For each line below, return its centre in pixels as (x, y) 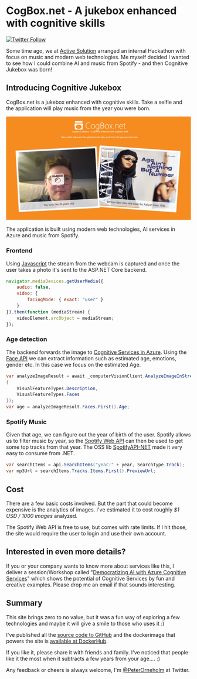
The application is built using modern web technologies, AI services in (91, 229)
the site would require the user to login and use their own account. (86, 533)
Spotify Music (26, 422)
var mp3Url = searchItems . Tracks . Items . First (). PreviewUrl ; (81, 471)
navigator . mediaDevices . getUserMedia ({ (55, 281)
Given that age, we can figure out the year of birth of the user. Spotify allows (98, 435)
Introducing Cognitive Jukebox (64, 88)
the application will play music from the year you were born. (78, 108)
